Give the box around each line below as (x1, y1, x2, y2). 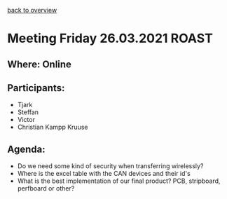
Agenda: (7, 143, 46, 155)
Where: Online (7, 58, 72, 70)
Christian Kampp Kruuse (17, 123, 88, 132)
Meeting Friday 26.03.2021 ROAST (7, 31, 214, 46)
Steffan (17, 108, 39, 116)
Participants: (7, 82, 65, 94)
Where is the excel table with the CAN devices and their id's (17, 170, 191, 178)
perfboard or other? (17, 184, 75, 193)
